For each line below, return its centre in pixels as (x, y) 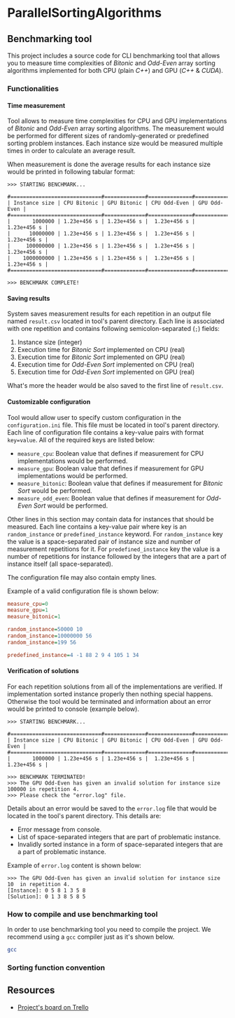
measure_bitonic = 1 (34, 617)
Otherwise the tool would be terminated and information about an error (109, 701)
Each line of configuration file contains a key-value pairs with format (106, 432)
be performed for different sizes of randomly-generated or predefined (108, 136)
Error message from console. (59, 829)
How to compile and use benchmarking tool (83, 914)
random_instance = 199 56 (42, 642)
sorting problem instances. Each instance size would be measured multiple (115, 143)
